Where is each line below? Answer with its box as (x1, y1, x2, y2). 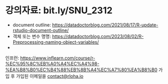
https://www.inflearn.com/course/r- (20, 54, 95, 61)
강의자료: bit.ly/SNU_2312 (5, 5, 113, 16)
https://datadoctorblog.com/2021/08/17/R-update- (52, 21, 158, 28)
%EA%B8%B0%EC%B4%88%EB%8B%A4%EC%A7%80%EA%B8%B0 (5, 67, 157, 73)
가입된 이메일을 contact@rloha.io (16, 73, 84, 79)
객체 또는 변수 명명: (12, 33, 51, 39)
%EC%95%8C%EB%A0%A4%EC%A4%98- (5, 61, 100, 67)
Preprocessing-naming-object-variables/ (12, 39, 99, 45)
